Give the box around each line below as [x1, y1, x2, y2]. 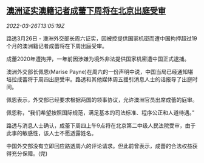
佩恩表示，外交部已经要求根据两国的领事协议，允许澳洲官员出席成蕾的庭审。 [6, 96, 198, 103]
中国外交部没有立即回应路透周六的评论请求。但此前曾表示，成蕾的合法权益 [6, 142, 192, 150]
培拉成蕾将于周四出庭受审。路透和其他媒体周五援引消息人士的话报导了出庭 [6, 75, 192, 83]
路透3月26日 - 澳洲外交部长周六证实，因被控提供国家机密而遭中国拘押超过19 [6, 35, 197, 42]
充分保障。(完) [11, 150, 48, 157]
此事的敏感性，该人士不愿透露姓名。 [6, 129, 97, 136]
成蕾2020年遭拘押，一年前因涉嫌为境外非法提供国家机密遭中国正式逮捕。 [6, 55, 190, 62]
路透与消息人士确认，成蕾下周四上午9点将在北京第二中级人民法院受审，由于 [6, 122, 196, 129]
